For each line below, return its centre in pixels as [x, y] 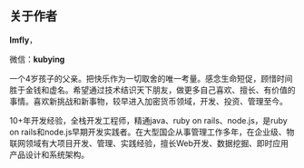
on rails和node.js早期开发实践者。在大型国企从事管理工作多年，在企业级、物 [152, 132]
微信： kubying [37, 59]
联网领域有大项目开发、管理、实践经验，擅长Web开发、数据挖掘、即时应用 [149, 143]
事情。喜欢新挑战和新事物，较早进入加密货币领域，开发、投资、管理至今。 [148, 101]
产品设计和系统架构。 [49, 154]
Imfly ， [24, 40]
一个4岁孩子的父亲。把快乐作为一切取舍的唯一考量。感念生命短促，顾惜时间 [151, 78]
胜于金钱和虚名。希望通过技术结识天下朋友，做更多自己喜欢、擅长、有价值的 [152, 90]
